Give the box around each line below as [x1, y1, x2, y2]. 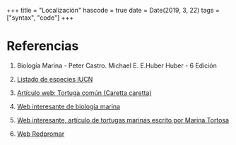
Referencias [6, 38, 79, 54]
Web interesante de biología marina [16, 102, 121, 111]
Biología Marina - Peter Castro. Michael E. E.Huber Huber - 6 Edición [16, 61, 217, 70]
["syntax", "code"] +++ [6, 13, 74, 22]
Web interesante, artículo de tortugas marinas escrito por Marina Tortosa [16, 115, 230, 124]
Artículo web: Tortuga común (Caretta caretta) [16, 88, 152, 97]
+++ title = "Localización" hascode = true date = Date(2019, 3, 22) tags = [6, 6, 220, 14]
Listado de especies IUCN [16, 75, 93, 83]
